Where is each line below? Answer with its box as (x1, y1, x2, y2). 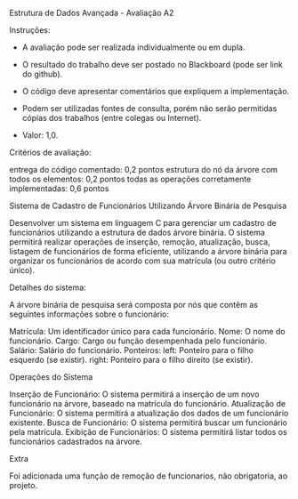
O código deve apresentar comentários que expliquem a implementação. (21, 86, 290, 96)
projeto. (9, 480, 38, 490)
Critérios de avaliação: (9, 147, 92, 157)
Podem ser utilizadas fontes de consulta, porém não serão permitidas (21, 103, 278, 114)
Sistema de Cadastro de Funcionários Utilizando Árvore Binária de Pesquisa (9, 200, 287, 211)
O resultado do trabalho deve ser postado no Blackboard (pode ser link (21, 60, 283, 69)
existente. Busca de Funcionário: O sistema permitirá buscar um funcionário (9, 417, 287, 428)
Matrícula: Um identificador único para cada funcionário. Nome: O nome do (9, 326, 286, 336)
